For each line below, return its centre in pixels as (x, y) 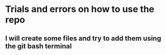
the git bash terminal (38, 46)
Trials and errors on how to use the (80, 9)
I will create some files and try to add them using (83, 38)
